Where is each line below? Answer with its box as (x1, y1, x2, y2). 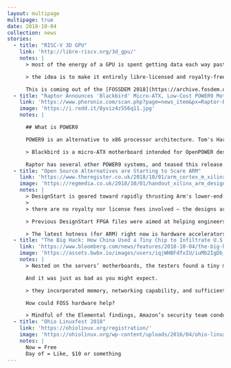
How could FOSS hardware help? (25, 299, 115, 306)
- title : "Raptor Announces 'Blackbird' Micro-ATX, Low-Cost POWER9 (13, 92, 214, 100)
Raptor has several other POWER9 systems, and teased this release (25, 161, 223, 168)
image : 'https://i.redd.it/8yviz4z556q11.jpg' (19, 105, 155, 112)
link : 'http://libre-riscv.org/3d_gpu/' (19, 49, 137, 56)
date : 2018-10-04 (7, 23, 57, 30)
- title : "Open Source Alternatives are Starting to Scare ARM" (13, 168, 201, 174)
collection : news (7, 29, 57, 36)
